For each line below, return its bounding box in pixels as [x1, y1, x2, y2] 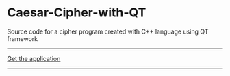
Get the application [7, 54, 61, 62]
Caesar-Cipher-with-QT [7, 5, 146, 21]
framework [7, 34, 38, 42]
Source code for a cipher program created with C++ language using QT [7, 27, 209, 36]
